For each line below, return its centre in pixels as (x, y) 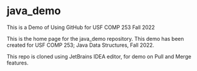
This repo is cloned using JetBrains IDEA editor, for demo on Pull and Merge (99, 56)
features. (18, 63)
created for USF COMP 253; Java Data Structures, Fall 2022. (81, 45)
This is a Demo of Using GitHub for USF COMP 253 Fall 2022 (81, 27)
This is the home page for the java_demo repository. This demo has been (96, 38)
